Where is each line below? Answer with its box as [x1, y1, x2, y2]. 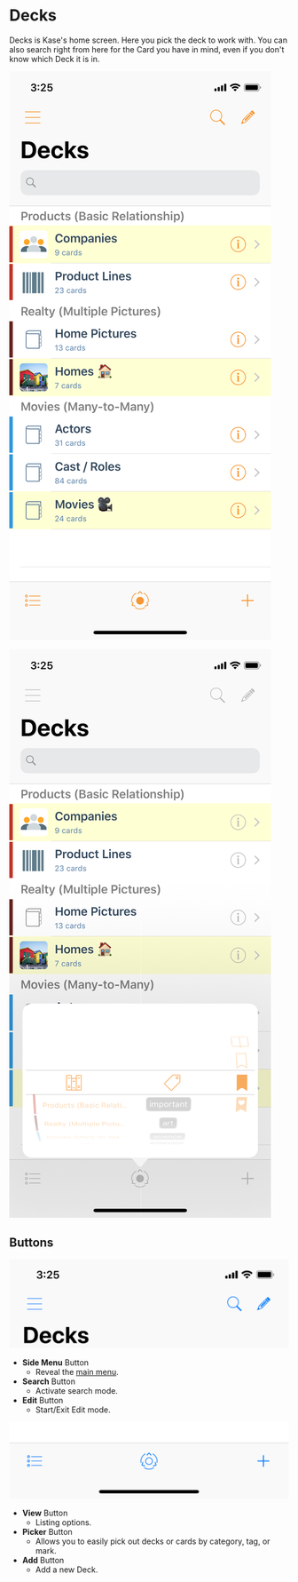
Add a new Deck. [35, 1564, 98, 1575]
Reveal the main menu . [35, 1366, 120, 1377]
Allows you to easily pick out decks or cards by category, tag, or [35, 1536, 271, 1546]
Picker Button [21, 1527, 73, 1537]
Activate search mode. [35, 1385, 118, 1395]
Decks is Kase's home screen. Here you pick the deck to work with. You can [9, 35, 288, 45]
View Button [21, 1507, 68, 1518]
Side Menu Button [21, 1356, 90, 1368]
